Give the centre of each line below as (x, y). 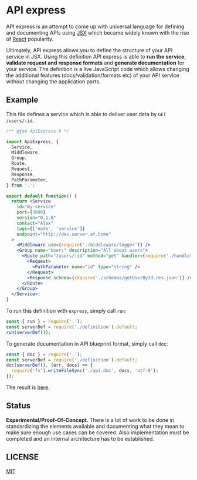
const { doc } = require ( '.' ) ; (44, 354)
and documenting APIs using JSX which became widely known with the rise (98, 32)
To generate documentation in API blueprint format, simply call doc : (87, 343)
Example (22, 100)
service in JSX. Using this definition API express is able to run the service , (96, 56)
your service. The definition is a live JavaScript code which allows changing (98, 69)
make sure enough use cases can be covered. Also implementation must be (98, 432)
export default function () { (42, 196)
